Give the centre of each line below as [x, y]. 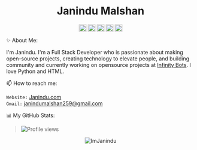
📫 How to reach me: [32, 83]
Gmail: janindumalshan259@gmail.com [54, 103]
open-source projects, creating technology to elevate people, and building [98, 59]
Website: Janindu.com [34, 97]
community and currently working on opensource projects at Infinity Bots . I [99, 65]
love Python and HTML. [35, 71]
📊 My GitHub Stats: [31, 115]
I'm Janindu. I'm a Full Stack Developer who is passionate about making [95, 53]
